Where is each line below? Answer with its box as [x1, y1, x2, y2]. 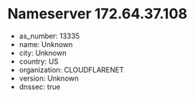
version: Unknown [18, 73, 79, 83]
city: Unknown [18, 48, 67, 57]
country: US [18, 57, 59, 66]
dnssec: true [18, 81, 60, 92]
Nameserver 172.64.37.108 [7, 5, 188, 23]
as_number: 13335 [18, 31, 80, 41]
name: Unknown [18, 39, 73, 49]
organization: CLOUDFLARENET [18, 65, 124, 74]
